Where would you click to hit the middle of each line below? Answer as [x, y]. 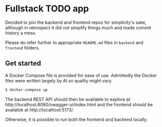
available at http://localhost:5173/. [40, 110]
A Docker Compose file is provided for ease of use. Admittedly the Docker [81, 75]
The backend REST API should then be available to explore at [68, 99]
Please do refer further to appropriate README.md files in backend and [74, 42]
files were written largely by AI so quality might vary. [59, 80]
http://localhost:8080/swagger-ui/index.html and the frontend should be [79, 104]
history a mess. [21, 33]
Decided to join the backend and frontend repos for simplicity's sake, [76, 22]
